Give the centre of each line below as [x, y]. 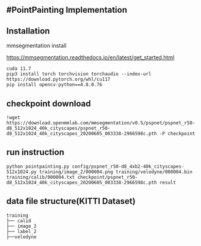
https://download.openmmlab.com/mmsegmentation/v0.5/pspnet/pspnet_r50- [101, 123]
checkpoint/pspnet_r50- [108, 177]
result [167, 182]
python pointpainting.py [38, 166]
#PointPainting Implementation [67, 10]
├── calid [19, 221]
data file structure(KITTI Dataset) [71, 201]
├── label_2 [21, 231]
